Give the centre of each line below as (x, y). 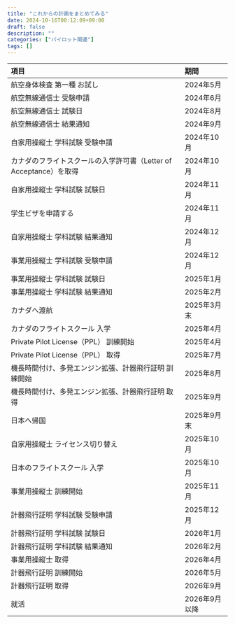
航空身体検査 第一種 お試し (55, 85)
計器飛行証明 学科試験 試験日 (58, 533)
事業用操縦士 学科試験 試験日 (58, 279)
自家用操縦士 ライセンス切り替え (64, 444)
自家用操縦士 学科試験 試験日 (58, 190)
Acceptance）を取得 (45, 171)
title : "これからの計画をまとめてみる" (58, 14)
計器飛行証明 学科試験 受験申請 (62, 515)
